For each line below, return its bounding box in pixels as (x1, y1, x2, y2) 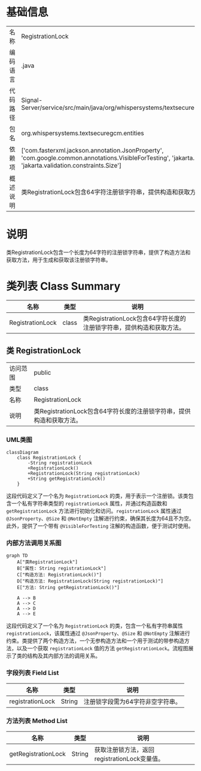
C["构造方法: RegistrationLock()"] (17, 572, 102, 578)
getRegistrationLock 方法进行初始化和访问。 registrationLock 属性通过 (6, 507, 182, 514)
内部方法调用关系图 (6, 539, 62, 547)
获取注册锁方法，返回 (94, 745, 154, 754)
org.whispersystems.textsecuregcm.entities (21, 128, 145, 137)
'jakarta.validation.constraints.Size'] (21, 161, 122, 169)
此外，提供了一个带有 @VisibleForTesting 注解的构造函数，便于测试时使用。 (6, 522, 194, 529)
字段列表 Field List (6, 669, 59, 677)
